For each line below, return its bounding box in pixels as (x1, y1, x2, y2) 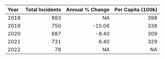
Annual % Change (66, 6, 110, 13)
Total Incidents (25, 6, 62, 13)
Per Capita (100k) (114, 6, 158, 13)
